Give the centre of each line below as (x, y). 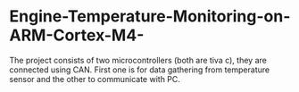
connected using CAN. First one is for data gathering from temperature (140, 70)
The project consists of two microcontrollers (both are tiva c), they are (138, 60)
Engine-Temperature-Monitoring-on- (150, 17)
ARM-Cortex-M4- (77, 35)
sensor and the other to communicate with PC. (95, 79)
